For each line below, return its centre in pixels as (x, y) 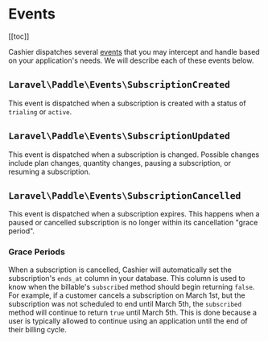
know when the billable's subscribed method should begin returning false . (132, 286)
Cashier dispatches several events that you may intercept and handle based (134, 52)
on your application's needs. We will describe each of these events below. (131, 60)
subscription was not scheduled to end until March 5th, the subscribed (125, 303)
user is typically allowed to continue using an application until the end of (128, 321)
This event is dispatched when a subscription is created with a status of (128, 103)
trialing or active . (40, 111)
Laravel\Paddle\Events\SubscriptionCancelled (125, 196)
